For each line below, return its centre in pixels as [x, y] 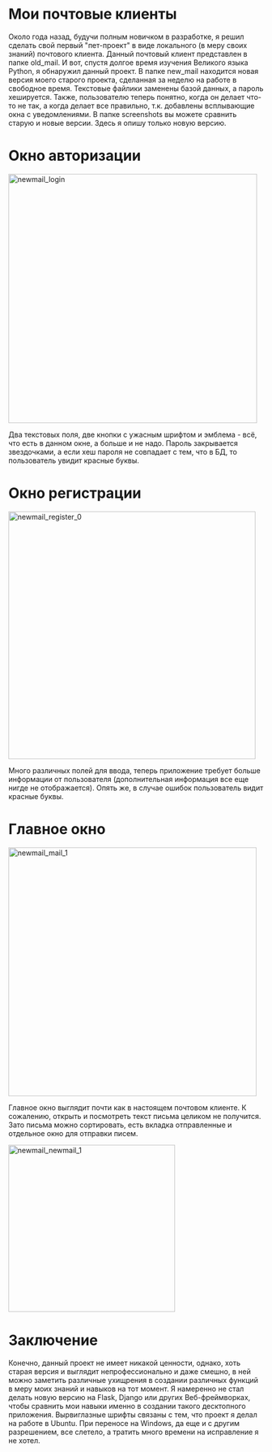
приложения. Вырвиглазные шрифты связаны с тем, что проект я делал [133, 1415]
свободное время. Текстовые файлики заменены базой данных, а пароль [136, 88]
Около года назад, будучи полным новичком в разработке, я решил [126, 37]
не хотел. [24, 1440]
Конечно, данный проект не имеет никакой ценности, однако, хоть [125, 1363]
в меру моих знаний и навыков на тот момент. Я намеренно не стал [126, 1389]
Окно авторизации [75, 156]
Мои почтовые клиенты [93, 14]
